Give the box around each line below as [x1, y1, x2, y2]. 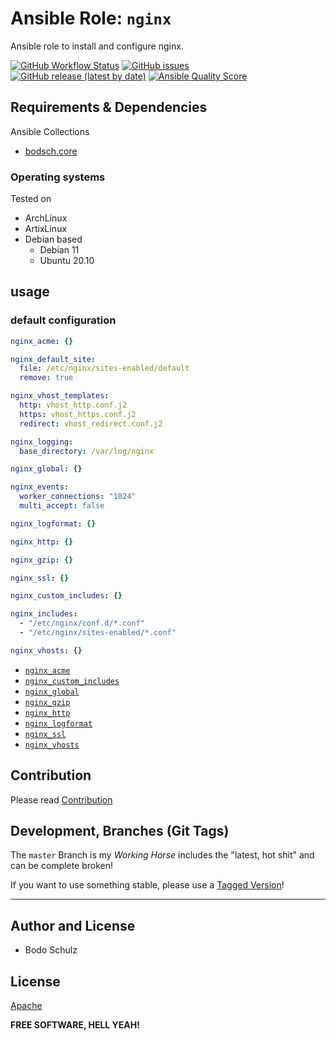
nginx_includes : [10, 609, 78, 619]
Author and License [10, 917, 136, 934]
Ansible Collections [10, 125, 90, 137]
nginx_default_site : [10, 354, 97, 364]
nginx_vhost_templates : [10, 391, 110, 401]
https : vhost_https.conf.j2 [19, 409, 137, 419]
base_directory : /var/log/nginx [19, 446, 155, 456]
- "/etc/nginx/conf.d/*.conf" [19, 618, 145, 629]
